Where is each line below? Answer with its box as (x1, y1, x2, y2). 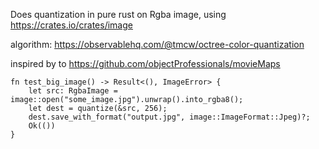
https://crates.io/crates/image (10, 19, 133, 31)
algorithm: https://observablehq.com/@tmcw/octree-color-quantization (10, 39, 305, 50)
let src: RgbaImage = (28, 86, 118, 96)
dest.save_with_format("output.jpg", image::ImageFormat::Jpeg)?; (28, 112, 311, 122)
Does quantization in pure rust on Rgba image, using (10, 9, 227, 20)
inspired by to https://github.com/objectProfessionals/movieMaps (10, 58, 281, 69)
